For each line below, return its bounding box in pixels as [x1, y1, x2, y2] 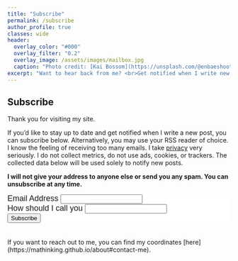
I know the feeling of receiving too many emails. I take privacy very [7, 143, 203, 152]
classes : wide [7, 30, 50, 38]
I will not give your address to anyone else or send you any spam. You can [7, 172, 229, 181]
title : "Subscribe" [7, 10, 65, 18]
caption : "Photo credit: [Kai [13, 63, 103, 70]
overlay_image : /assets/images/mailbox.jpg [13, 57, 144, 64]
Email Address [7, 194, 59, 204]
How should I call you [7, 204, 84, 213]
